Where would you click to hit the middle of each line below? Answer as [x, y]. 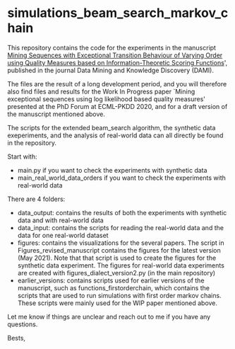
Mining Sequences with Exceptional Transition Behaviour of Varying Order [115, 55]
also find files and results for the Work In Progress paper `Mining [101, 91]
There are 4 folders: [36, 199]
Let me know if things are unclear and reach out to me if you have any [109, 316]
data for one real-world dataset [63, 235]
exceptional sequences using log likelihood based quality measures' [107, 99]
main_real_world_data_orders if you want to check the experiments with [121, 178]
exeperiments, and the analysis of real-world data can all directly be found [115, 135]
